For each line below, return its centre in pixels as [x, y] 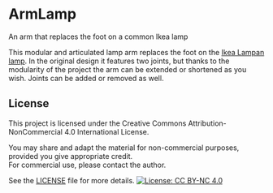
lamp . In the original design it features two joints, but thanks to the [119, 61]
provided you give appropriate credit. [71, 156]
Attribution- [208, 123]
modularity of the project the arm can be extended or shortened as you [128, 69]
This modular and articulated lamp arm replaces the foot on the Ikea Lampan [136, 52]
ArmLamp [43, 14]
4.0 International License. [107, 131]
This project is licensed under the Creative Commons [97, 123]
